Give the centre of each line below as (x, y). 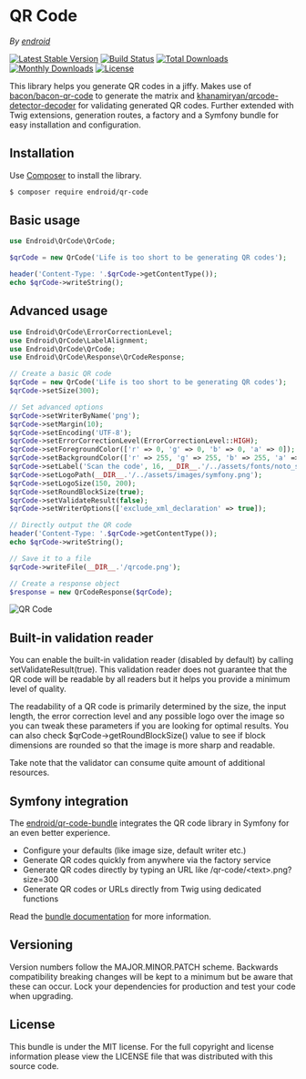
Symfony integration (69, 801)
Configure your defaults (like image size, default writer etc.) (134, 850)
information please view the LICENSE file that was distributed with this (141, 1056)
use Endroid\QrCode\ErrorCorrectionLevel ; (91, 332)
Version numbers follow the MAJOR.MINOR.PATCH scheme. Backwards (144, 967)
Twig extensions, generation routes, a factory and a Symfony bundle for (144, 115)
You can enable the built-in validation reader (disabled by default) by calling (152, 660)
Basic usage (45, 221)
